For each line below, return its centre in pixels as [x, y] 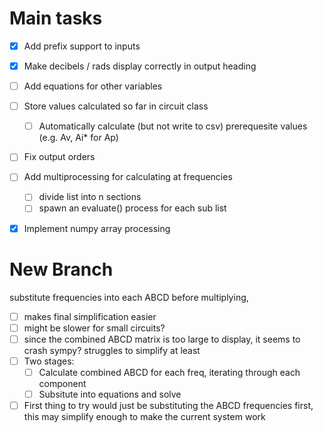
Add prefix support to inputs [82, 46]
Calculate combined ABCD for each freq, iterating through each [169, 372]
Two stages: [49, 361]
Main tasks [56, 18]
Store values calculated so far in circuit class [116, 106]
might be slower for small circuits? [94, 328]
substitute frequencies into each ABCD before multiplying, [129, 297]
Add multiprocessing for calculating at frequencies [128, 177]
